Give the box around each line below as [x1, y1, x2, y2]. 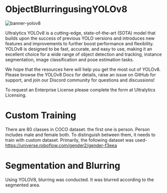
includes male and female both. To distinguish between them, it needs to [5, 132, 156, 138]
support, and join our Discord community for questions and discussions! [5, 77, 155, 83]
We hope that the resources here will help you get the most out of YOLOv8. [5, 66, 161, 72]
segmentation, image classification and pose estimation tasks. [5, 56, 134, 62]
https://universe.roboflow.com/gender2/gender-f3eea [5, 142, 117, 148]
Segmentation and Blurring [5, 160, 121, 171]
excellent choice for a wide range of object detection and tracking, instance [5, 51, 162, 57]
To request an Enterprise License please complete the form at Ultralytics [5, 86, 156, 92]
